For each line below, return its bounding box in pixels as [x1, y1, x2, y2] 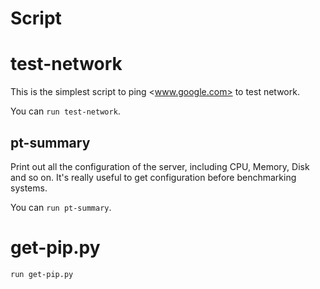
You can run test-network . [10, 105, 121, 117]
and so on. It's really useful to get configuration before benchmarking [10, 171, 297, 183]
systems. [10, 182, 48, 194]
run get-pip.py [10, 269, 74, 279]
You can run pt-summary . [10, 201, 112, 213]
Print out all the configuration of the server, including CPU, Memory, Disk [10, 160, 310, 172]
